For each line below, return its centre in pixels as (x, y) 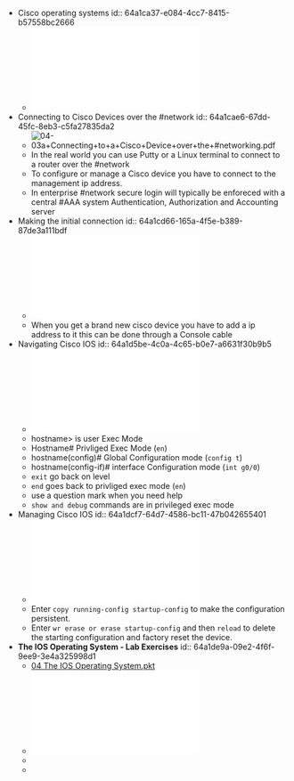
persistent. (51, 618)
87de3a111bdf (42, 230)
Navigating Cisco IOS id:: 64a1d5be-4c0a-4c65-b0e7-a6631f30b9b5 (144, 344)
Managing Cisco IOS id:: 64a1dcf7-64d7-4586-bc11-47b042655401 (142, 514)
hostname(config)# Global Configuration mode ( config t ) (137, 457)
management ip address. (77, 183)
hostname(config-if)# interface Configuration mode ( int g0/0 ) (146, 467)
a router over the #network (80, 164)
